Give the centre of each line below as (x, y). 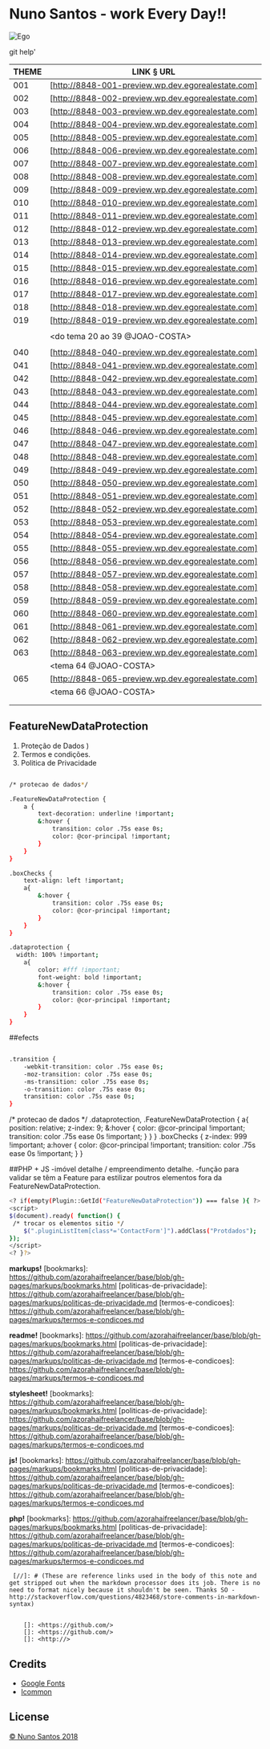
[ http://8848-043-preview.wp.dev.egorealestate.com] (153, 391)
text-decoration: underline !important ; (106, 814)
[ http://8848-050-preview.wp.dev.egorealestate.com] (153, 483)
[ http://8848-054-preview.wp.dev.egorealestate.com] (153, 535)
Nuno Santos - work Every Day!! (118, 14)
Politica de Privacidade (58, 762)
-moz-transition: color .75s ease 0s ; (88, 1074)
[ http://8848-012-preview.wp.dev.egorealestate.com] (153, 228)
